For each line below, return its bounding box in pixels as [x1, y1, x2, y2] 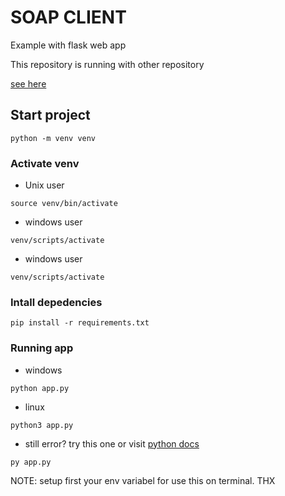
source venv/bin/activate [10, 199, 118, 209]
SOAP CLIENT [10, 6, 127, 29]
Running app [10, 341, 74, 355]
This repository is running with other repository [10, 58, 205, 70]
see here [10, 77, 47, 90]
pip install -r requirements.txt [10, 318, 150, 328]
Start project [10, 107, 91, 124]
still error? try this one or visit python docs [24, 437, 200, 450]
